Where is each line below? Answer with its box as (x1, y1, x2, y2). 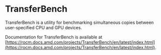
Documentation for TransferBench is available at (5, 34, 103, 40)
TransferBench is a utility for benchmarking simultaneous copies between (5, 19, 154, 25)
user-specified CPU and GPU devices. (5, 24, 82, 30)
